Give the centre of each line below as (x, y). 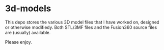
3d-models (28, 9)
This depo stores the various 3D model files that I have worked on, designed (82, 22)
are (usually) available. (28, 32)
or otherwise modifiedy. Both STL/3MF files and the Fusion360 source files (81, 27)
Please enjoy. (19, 42)
